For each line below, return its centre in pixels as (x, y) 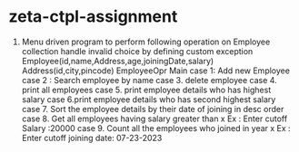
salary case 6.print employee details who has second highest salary (149, 99)
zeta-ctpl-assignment (93, 17)
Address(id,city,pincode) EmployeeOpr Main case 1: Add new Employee (155, 71)
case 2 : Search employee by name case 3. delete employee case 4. (149, 80)
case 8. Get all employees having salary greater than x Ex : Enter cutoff (154, 119)
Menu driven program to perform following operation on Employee (146, 42)
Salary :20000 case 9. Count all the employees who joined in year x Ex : (156, 128)
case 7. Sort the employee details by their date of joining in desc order (153, 109)
